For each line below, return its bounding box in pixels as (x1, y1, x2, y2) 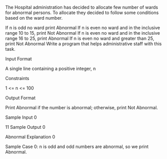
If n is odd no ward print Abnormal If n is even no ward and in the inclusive (5, 25, 160, 31)
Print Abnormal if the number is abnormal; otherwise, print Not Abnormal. (5, 105, 158, 110)
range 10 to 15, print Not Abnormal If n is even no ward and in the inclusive (5, 30, 160, 36)
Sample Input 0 (5, 114, 37, 120)
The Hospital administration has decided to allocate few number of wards (5, 5, 158, 10)
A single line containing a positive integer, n (5, 65, 96, 71)
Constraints (5, 75, 29, 81)
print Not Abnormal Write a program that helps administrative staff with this (5, 41, 162, 47)
